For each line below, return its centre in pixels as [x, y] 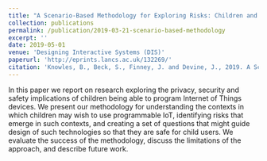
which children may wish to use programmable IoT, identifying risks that [126, 115]
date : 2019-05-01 [37, 45]
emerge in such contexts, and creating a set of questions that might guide [129, 123]
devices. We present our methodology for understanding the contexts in [126, 106]
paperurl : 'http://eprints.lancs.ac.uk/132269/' [90, 60]
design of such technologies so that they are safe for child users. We [121, 132]
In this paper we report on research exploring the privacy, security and [124, 90]
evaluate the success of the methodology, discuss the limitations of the [125, 140]
